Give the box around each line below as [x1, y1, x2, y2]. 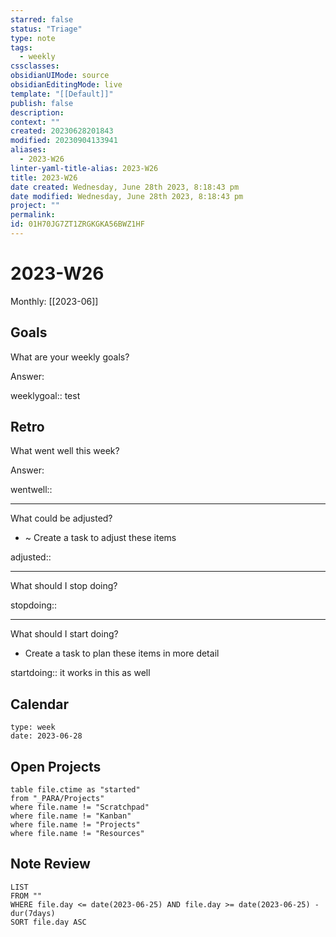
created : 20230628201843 [10, 126, 114, 136]
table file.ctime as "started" [10, 785, 141, 795]
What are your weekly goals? [10, 351, 130, 363]
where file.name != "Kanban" [10, 811, 132, 821]
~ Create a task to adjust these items [24, 532, 177, 544]
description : [10, 107, 65, 118]
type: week [10, 722, 56, 733]
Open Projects [10, 758, 102, 775]
